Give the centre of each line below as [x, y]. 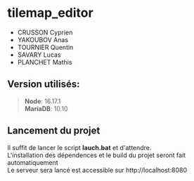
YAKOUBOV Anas [43, 39]
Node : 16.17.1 [43, 101]
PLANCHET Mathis [45, 62]
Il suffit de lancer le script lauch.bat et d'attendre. [79, 147]
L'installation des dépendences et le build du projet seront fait [97, 155]
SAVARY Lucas [39, 55]
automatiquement [33, 162]
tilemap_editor [50, 13]
